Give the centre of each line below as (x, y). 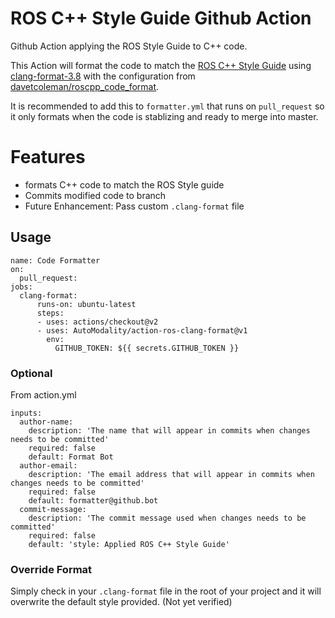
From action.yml (43, 394)
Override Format (51, 569)
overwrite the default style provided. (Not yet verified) (121, 602)
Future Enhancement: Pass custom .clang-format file (134, 206)
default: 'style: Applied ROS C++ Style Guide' (129, 544)
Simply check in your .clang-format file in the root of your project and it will (166, 591)
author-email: (48, 465)
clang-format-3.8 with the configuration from (103, 76)
